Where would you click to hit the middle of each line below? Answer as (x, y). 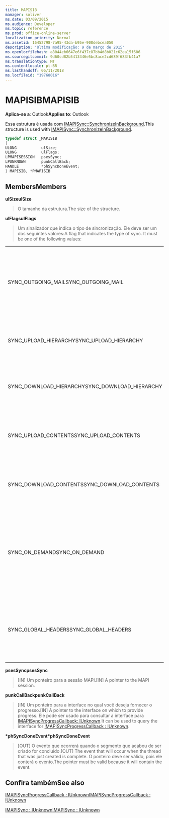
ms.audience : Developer (30, 24)
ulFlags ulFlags (21, 218)
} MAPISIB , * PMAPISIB (28, 171)
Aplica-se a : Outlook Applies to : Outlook (47, 114)
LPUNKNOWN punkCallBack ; (38, 162)
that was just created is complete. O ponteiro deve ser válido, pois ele (90, 756)
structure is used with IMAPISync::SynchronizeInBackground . (69, 129)
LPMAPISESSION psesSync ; (33, 157)
